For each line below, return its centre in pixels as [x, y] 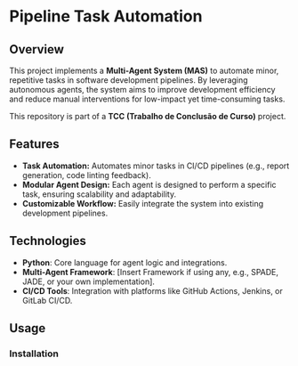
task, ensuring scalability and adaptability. [99, 194]
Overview [37, 49]
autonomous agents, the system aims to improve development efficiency [142, 89]
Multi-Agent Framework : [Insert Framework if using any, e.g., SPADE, [150, 272]
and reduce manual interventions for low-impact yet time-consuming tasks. [147, 99]
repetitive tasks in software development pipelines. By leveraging [129, 80]
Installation [34, 354]
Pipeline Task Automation [106, 16]
